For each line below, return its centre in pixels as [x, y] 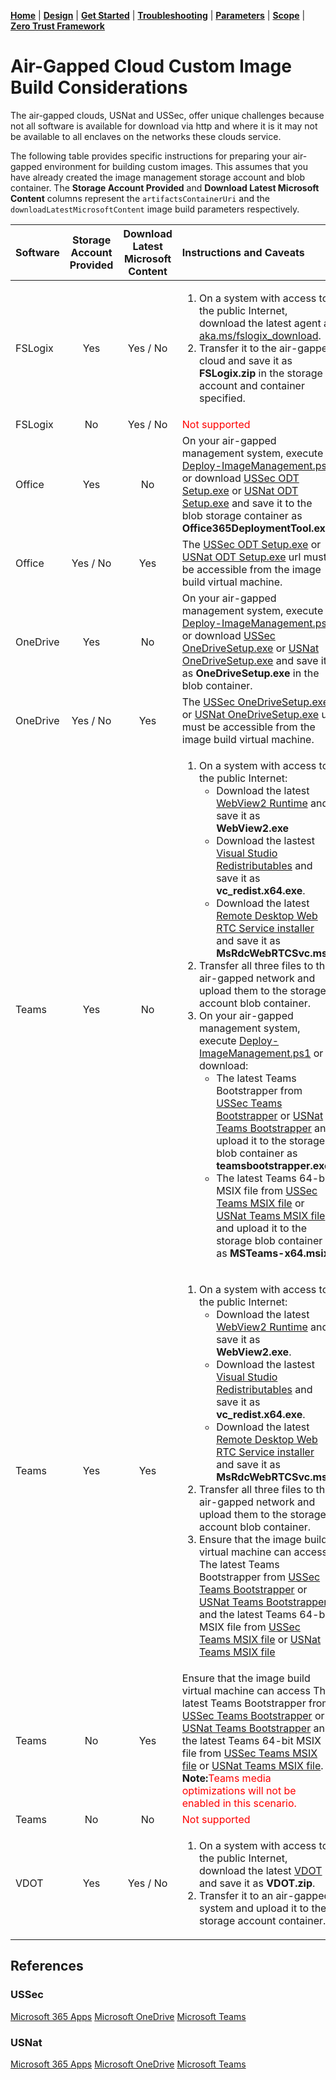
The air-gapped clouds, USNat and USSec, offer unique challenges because [167, 115]
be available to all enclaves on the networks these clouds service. [146, 136]
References [47, 1966]
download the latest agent [260, 323]
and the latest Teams [248, 1614]
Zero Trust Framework [57, 26]
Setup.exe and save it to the [247, 503]
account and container [251, 385]
